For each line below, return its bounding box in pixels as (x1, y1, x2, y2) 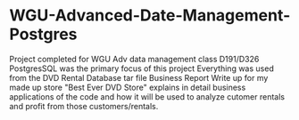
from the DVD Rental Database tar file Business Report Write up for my (9, 72, 269, 83)
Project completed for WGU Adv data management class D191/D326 (9, 53, 260, 64)
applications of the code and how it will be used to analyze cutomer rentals (9, 91, 286, 102)
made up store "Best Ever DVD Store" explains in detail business (9, 82, 246, 92)
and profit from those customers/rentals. (9, 100, 159, 111)
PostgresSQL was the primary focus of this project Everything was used (9, 63, 274, 74)
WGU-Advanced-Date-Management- (9, 5, 291, 26)
